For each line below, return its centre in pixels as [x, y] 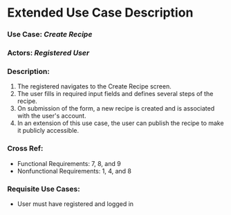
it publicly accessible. [48, 131]
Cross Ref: [25, 149]
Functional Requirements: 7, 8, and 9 [69, 163]
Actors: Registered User [48, 53]
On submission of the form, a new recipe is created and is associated [116, 109]
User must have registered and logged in [75, 204]
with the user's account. [52, 116]
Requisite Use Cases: [44, 189]
